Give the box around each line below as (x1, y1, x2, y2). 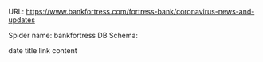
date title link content (8, 46, 77, 55)
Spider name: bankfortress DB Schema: (8, 31, 138, 40)
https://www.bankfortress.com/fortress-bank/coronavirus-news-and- (26, 7, 255, 16)
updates (8, 15, 36, 25)
